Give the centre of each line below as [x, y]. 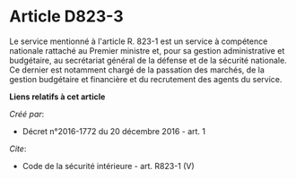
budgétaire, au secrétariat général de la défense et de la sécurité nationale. [148, 60]
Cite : [18, 149]
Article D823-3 [66, 17]
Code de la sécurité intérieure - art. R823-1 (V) [108, 166]
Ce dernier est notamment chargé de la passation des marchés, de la [137, 70]
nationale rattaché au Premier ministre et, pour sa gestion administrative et [147, 50]
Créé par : [27, 114]
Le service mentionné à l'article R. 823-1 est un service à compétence [139, 41]
